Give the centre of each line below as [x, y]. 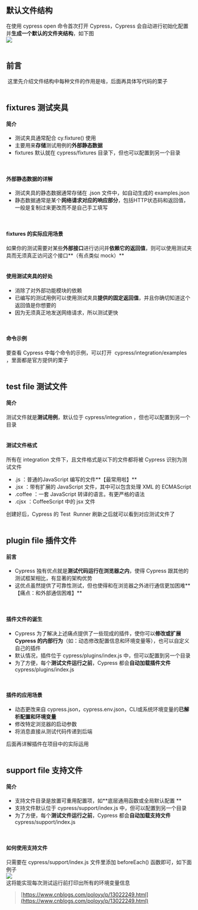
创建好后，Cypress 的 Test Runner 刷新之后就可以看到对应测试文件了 [90, 514]
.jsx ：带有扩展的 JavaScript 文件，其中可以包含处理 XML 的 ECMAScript [103, 487]
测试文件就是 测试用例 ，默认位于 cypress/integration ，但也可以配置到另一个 [98, 417]
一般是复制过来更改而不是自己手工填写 [61, 207]
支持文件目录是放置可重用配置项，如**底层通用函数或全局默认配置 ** [98, 801]
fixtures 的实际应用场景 [35, 234]
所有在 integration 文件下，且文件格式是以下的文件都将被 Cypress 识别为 [94, 459]
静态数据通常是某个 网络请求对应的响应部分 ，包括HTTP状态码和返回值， [102, 200]
